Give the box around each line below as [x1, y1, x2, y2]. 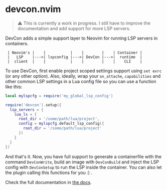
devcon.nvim [5, 4, 61, 15]
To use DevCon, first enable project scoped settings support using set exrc [5, 68, 162, 74]
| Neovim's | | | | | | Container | [7, 50, 142, 55]
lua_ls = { [14, 112, 37, 117]
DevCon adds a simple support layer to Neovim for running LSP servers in [5, 35, 158, 41]
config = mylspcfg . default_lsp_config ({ [18, 121, 104, 126]
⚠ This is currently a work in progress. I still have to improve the [17, 20, 150, 26]
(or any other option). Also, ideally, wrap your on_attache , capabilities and [5, 73, 161, 79]
